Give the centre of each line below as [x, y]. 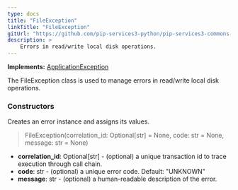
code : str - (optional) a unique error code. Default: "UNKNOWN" [111, 172]
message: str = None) [56, 143]
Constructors [31, 106]
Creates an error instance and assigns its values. [79, 121]
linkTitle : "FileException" [49, 27]
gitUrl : [19, 34]
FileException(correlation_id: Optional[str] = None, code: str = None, [124, 136]
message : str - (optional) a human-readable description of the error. [117, 179]
